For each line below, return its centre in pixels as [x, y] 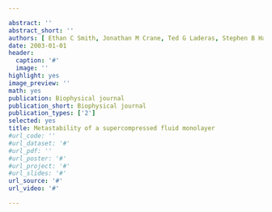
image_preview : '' [39, 83]
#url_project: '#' [39, 166]
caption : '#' [38, 61]
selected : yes [32, 121]
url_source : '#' [36, 181]
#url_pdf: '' [30, 151]
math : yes [25, 91]
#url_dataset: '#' [39, 143]
